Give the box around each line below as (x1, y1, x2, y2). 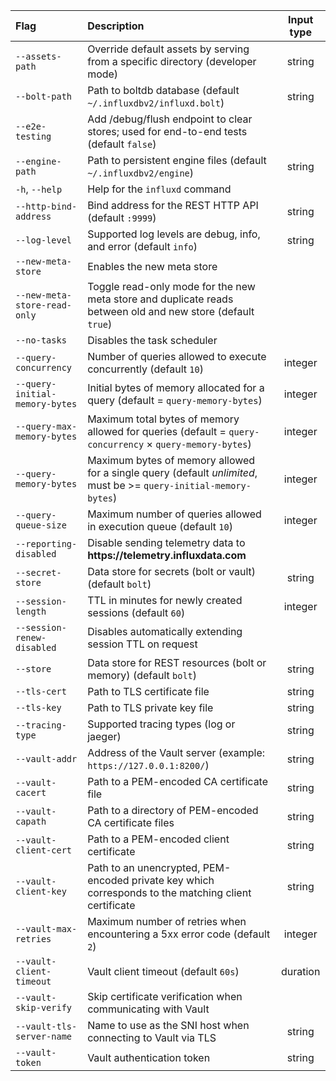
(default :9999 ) (87, 211, 157, 224)
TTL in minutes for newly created (87, 594, 243, 607)
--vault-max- (15, 924, 78, 934)
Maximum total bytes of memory (87, 412, 240, 426)
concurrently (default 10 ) (87, 362, 204, 376)
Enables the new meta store (87, 260, 218, 273)
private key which (131, 874, 215, 887)
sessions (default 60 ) (87, 606, 186, 619)
